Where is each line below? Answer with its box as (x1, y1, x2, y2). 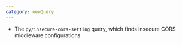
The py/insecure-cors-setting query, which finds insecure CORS (14, 25, 176, 32)
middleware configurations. (14, 31, 82, 39)
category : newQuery (5, 8, 54, 15)
